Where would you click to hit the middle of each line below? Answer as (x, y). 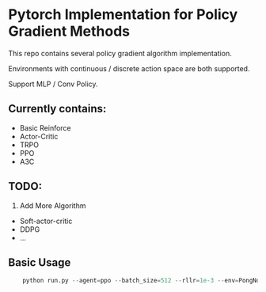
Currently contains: (57, 109)
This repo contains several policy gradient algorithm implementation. (120, 53)
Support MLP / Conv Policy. (53, 84)
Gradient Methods (69, 31)
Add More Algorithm (53, 205)
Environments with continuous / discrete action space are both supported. (129, 68)
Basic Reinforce (45, 127)
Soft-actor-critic (46, 221)
